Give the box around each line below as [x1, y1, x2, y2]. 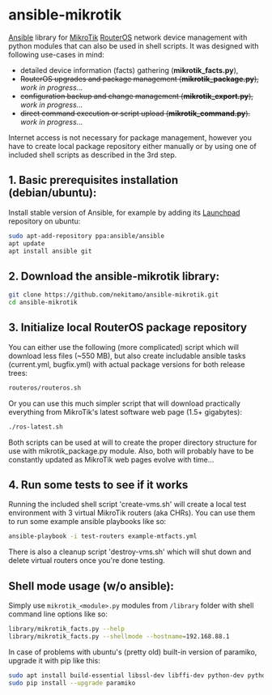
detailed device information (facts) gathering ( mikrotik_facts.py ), [19, 65, 239, 75]
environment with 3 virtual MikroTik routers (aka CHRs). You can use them [8, 508, 256, 518]
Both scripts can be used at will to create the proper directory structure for [8, 437, 257, 447]
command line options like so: [8, 609, 108, 619]
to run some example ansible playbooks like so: [8, 517, 167, 527]
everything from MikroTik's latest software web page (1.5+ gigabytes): [8, 407, 243, 416]
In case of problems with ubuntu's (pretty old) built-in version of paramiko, [8, 646, 257, 657]
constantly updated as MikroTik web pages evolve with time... [8, 454, 215, 464]
